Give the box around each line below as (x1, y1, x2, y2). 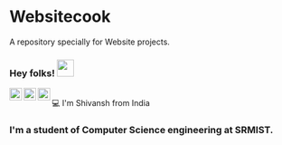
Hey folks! (9, 66, 56, 79)
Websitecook (9, 6, 111, 27)
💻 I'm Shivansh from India (52, 98, 151, 109)
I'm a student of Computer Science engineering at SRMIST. (9, 124, 274, 137)
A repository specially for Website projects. (9, 36, 170, 47)
